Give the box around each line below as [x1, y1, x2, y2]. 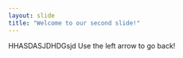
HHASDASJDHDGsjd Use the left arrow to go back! [8, 41, 176, 50]
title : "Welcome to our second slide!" [8, 19, 141, 27]
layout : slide [8, 11, 56, 20]
